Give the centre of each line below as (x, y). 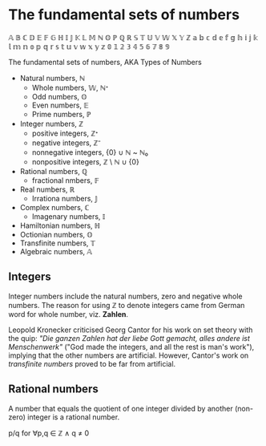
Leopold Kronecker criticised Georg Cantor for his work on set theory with (131, 330)
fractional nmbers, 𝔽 (66, 180)
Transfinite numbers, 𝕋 (58, 243)
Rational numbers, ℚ (54, 171)
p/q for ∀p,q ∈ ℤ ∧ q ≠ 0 (49, 433)
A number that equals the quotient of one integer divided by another (121, 408)
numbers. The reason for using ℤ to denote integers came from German (127, 305)
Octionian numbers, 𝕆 (56, 234)
